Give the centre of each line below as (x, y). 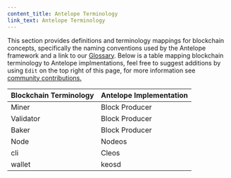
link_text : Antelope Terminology (56, 20)
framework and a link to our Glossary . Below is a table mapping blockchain (115, 55)
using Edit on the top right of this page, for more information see (101, 70)
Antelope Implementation (145, 95)
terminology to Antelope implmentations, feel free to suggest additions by (114, 63)
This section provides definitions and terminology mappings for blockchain (116, 40)
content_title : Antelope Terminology (63, 14)
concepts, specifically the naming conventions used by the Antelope (107, 48)
